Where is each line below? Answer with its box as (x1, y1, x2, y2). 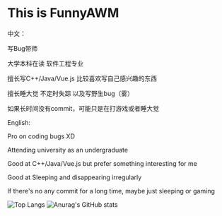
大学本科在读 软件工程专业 (7, 59, 83, 68)
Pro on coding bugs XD (7, 132, 76, 140)
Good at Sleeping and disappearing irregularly (7, 173, 142, 181)
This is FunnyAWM (7, 5, 119, 21)
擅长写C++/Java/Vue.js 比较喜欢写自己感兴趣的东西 (7, 74, 158, 83)
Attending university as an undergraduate (7, 145, 129, 154)
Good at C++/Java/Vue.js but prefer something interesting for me (7, 159, 198, 167)
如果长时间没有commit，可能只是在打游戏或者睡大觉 (7, 104, 159, 112)
